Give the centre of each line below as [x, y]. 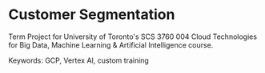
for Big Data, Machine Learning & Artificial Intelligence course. [111, 44]
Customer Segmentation [92, 15]
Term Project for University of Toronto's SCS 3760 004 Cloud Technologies [133, 36]
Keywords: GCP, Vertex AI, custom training [79, 60]
